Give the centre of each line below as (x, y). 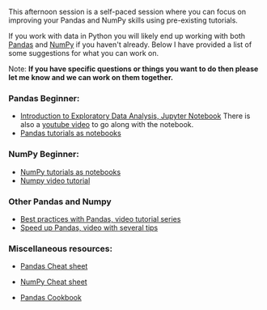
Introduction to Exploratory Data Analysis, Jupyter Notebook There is (135, 116)
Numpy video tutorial (55, 180)
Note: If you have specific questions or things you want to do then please (133, 69)
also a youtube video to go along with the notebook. (107, 125)
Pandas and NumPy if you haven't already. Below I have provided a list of (130, 45)
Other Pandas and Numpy (60, 202)
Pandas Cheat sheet (54, 266)
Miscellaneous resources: (61, 248)
